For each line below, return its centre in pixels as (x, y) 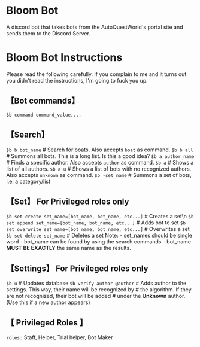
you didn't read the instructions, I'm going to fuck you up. (77, 80)
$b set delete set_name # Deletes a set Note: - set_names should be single (99, 235)
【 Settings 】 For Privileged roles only (77, 268)
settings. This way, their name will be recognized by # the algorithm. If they (99, 290)
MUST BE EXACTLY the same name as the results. (69, 248)
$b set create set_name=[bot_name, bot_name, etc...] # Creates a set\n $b (100, 217)
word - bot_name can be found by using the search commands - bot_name (99, 242)
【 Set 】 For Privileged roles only (68, 201)
